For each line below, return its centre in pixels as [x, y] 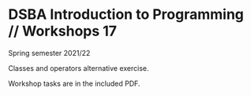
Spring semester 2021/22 [49, 53]
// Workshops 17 [62, 31]
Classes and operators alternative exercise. [79, 68]
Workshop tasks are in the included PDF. [74, 83]
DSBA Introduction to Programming [126, 15]
